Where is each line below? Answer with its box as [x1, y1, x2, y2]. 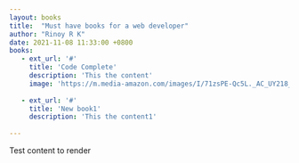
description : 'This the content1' [28, 112, 158, 121]
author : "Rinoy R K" [9, 29, 86, 38]
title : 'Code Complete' [28, 63, 117, 72]
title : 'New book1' [28, 104, 101, 113]
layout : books [9, 12, 62, 22]
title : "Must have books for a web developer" [9, 21, 190, 30]
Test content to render [9, 145, 92, 156]
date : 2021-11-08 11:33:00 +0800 [9, 37, 133, 47]
